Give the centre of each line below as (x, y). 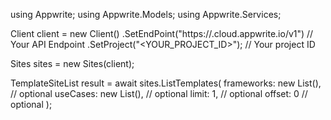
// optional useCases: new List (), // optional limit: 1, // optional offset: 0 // (159, 93)
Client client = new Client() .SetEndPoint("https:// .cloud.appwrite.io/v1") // (162, 33)
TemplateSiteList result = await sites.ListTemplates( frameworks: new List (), (166, 83)
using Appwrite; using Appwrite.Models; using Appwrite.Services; (146, 14)
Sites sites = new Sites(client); (72, 63)
